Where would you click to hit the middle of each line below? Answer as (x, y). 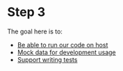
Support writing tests (47, 59)
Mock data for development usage (66, 52)
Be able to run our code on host (63, 45)
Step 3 (26, 12)
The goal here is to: (35, 31)
